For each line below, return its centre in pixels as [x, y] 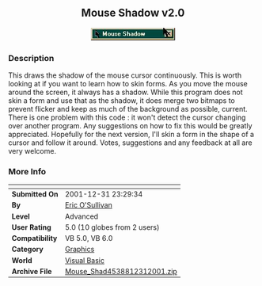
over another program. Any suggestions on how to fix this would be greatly [130, 126]
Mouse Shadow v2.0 [133, 13]
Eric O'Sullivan [88, 205]
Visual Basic [85, 260]
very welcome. [32, 151]
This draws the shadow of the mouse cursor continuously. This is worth [125, 75]
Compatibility [34, 238]
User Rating [31, 227]
